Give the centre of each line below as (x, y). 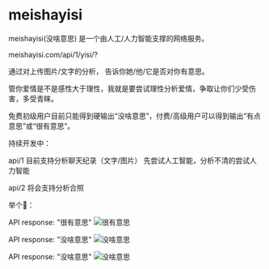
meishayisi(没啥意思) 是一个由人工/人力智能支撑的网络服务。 (109, 38)
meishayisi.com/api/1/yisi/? (53, 54)
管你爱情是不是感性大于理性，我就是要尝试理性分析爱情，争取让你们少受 (128, 88)
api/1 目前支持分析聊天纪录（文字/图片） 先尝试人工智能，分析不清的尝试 (129, 160)
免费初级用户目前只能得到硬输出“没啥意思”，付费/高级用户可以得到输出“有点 (134, 116)
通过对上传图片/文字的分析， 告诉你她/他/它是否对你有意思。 (109, 71)
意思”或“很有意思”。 (42, 126)
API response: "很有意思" (50, 222)
